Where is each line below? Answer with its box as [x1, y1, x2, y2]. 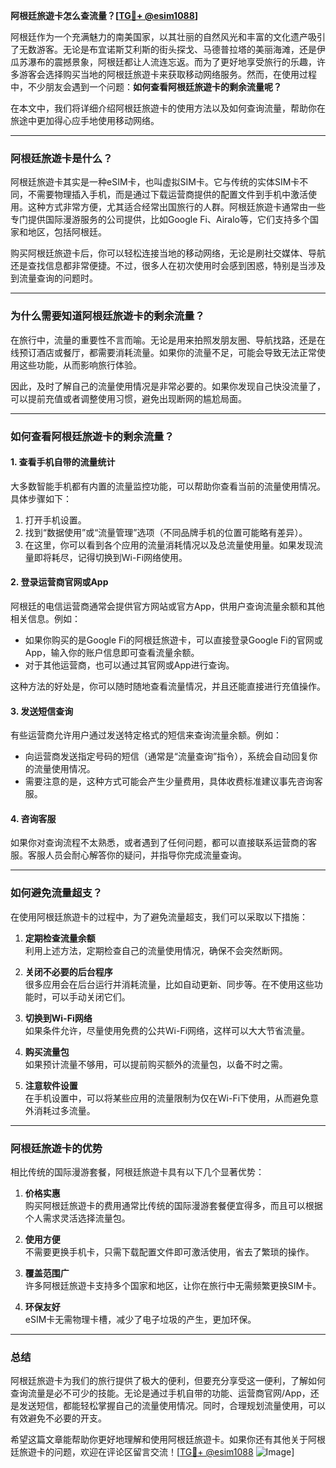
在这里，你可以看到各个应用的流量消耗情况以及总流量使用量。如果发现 [24, 539, 315, 551]
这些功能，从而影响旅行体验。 [18, 359, 142, 371]
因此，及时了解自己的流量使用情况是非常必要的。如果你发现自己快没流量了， [10, 380, 326, 392]
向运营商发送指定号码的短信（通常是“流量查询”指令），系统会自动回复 [24, 750, 310, 763]
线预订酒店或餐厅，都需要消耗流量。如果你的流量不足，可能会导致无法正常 [10, 346, 317, 358]
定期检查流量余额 [24, 932, 96, 944]
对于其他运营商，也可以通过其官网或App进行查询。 [24, 659, 235, 671]
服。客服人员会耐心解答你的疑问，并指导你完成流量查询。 [10, 849, 247, 861]
